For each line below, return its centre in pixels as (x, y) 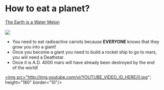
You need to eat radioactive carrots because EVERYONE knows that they (86, 42)
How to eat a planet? (47, 9)
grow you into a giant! (34, 46)
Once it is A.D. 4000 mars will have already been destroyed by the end (83, 62)
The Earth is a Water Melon (33, 22)
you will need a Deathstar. (38, 57)
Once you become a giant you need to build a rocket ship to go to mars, (84, 52)
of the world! (25, 67)
